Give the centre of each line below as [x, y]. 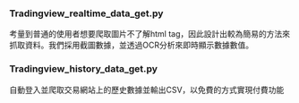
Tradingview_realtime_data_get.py [86, 13]
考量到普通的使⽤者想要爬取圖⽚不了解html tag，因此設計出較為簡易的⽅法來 [150, 34]
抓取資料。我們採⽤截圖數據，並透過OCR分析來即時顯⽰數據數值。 [131, 45]
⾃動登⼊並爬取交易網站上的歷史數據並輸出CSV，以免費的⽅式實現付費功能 [147, 90]
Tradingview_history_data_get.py [84, 69]
